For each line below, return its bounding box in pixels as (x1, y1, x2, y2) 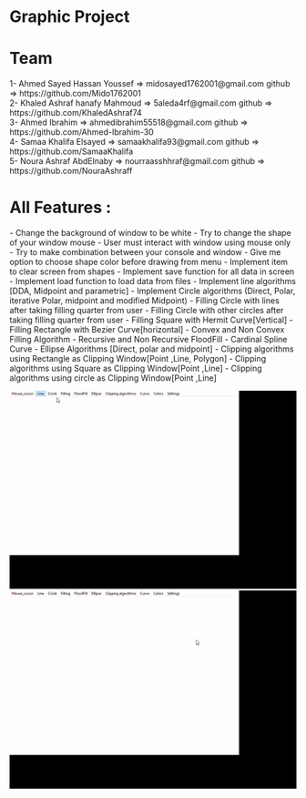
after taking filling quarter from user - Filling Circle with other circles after (9, 305, 284, 316)
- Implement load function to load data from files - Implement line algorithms (9, 276, 296, 287)
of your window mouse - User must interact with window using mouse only (9, 237, 291, 248)
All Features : (9, 198, 112, 218)
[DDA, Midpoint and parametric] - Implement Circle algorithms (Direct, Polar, (9, 285, 296, 297)
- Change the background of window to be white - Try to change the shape (9, 228, 291, 239)
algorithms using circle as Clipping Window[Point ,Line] (9, 373, 217, 384)
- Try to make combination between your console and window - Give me (9, 247, 281, 258)
